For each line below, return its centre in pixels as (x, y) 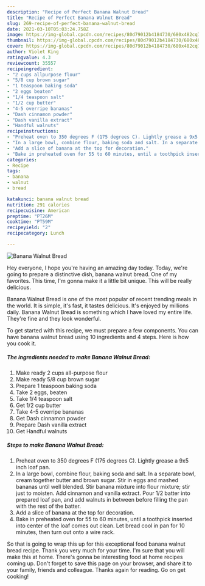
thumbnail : (21, 40)
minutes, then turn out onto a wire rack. (65, 532)
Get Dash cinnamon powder (51, 418)
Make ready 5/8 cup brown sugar (57, 379)
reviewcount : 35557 (32, 63)
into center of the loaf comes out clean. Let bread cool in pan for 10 (100, 526)
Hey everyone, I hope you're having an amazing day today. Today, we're (97, 268)
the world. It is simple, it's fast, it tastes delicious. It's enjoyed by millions (98, 306)
